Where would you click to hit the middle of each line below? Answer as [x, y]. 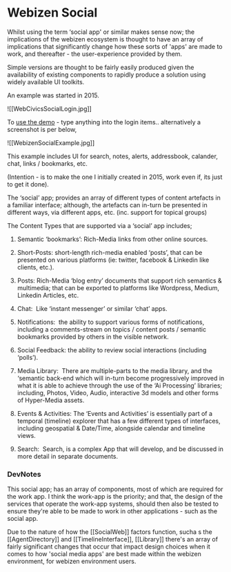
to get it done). [28, 184]
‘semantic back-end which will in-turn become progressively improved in [121, 378]
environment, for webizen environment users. [72, 562]
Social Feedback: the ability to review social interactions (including [112, 350]
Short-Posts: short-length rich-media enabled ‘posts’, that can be [110, 252]
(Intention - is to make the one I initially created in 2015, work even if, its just [115, 177]
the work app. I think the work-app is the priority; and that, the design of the [115, 497]
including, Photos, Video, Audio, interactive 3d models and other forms [118, 392]
